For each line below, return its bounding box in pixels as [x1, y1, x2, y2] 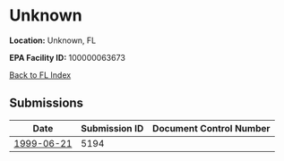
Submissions [9, 96, 83, 111]
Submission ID [80, 122, 144, 134]
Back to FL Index [9, 69, 72, 80]
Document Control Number [151, 122, 271, 134]
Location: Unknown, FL [9, 35, 97, 46]
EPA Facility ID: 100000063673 [9, 52, 125, 63]
